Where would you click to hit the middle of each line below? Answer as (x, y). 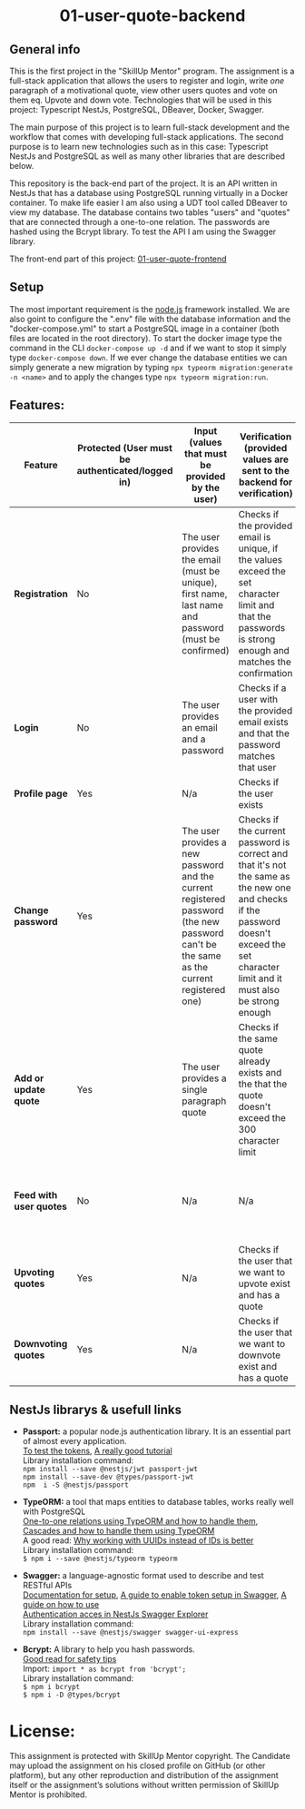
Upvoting (34, 1272)
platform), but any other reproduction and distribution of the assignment (144, 1775)
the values (261, 559)
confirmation (266, 673)
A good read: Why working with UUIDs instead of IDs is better (138, 1540)
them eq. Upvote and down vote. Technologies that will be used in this (141, 100)
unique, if (258, 548)
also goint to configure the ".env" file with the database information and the (150, 319)
